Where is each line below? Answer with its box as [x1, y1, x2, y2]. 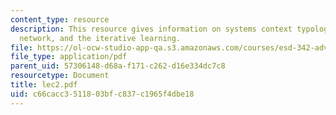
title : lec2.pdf [10, 80, 78, 90]
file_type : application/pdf [10, 52, 128, 62]
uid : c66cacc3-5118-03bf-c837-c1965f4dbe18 [10, 89, 195, 99]
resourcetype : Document [10, 71, 110, 81]
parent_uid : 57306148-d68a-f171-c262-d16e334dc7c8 [10, 61, 226, 71]
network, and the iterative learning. [19, 33, 182, 43]
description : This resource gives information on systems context [10, 24, 293, 34]
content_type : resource [10, 14, 110, 25]
